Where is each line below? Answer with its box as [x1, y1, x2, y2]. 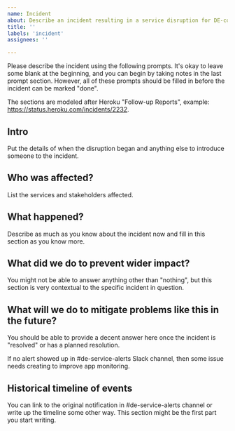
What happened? [7, 211, 84, 223]
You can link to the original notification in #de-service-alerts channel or [7, 401, 213, 409]
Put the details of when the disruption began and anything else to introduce [7, 144, 225, 152]
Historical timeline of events [7, 382, 133, 394]
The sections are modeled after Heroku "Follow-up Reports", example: [7, 98, 210, 106]
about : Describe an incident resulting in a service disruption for [7, 17, 211, 24]
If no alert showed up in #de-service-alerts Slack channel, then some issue [7, 354, 224, 363]
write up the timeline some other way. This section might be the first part [7, 409, 217, 416]
